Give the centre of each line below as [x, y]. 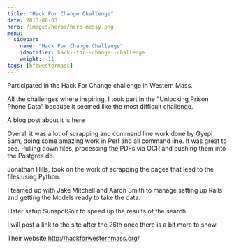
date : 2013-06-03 [32, 20]
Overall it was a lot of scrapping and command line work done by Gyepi [110, 133]
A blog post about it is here [46, 120]
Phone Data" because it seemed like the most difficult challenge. [100, 106]
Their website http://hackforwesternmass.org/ [73, 238]
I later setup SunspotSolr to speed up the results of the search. [98, 211]
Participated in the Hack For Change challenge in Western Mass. [100, 85]
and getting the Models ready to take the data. [74, 197]
